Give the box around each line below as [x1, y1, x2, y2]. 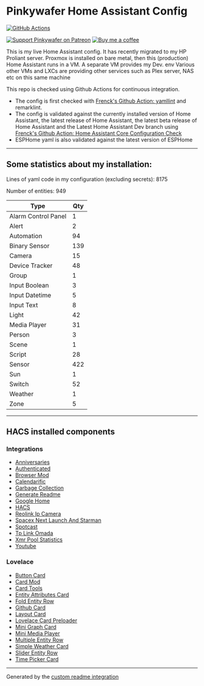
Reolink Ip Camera [15, 510, 61, 518]
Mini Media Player [15, 629, 61, 637]
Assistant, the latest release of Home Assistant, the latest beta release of [15, 117, 197, 124]
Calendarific [15, 478, 46, 485]
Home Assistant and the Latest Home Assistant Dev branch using [15, 123, 178, 130]
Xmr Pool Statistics [15, 536, 63, 543]
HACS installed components [6, 427, 115, 437]
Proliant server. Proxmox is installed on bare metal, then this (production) [6, 54, 189, 61]
